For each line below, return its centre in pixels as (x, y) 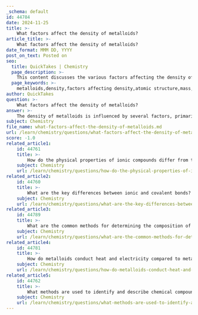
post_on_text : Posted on (37, 56)
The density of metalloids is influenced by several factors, (95, 116)
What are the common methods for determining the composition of (109, 226)
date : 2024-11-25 (27, 22)
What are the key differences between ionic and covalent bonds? (109, 193)
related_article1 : (29, 143)
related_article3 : (29, 210)
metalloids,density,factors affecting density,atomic (84, 89)
